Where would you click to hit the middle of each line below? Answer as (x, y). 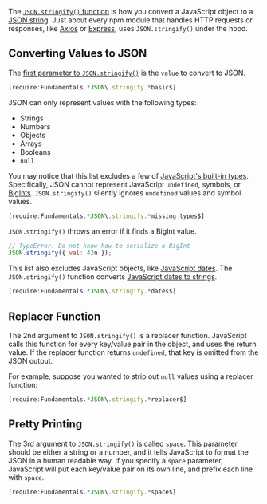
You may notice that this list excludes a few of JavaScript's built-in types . (129, 175)
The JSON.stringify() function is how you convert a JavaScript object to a (131, 12)
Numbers (35, 126)
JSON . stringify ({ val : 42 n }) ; (60, 253)
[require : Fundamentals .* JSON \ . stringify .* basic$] (92, 87)
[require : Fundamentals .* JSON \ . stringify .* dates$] (92, 291)
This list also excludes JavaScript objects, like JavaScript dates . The (120, 268)
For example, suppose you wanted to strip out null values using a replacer (131, 376)
